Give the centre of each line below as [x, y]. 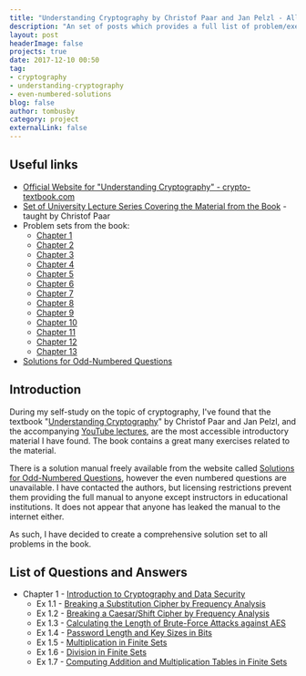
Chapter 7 [55, 293]
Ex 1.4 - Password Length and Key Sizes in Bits [124, 633]
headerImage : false [46, 43]
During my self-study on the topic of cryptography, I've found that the [140, 412]
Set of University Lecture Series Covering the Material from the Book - [154, 206]
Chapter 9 [55, 312]
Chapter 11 [56, 332]
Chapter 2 [55, 245]
